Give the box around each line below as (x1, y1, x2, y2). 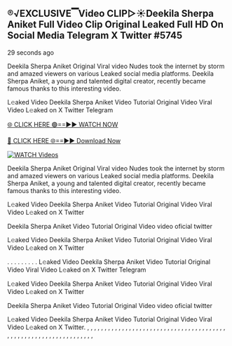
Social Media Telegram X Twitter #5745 (7, 29, 183, 41)
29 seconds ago (7, 48, 55, 57)
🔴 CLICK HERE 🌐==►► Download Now (7, 136, 121, 145)
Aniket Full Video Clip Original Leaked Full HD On (7, 19, 224, 31)
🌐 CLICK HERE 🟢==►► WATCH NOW (7, 120, 118, 128)
